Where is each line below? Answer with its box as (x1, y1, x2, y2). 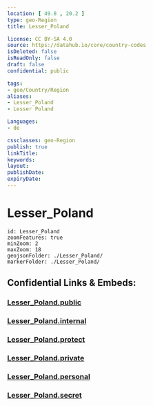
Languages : (7, 118, 39, 125)
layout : (7, 163, 30, 170)
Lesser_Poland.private (7, 353, 85, 362)
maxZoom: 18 (7, 246, 41, 253)
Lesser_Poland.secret (7, 390, 82, 400)
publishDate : (7, 169, 45, 176)
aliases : (7, 93, 32, 100)
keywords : (7, 156, 36, 163)
